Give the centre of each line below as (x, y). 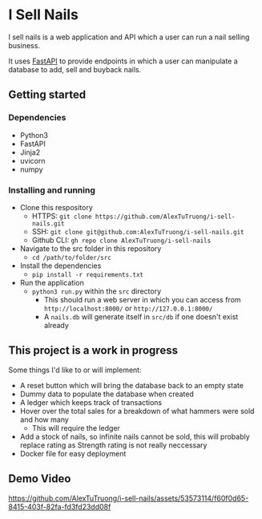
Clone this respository (56, 207)
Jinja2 (30, 152)
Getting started (47, 95)
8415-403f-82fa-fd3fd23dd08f (60, 506)
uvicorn (32, 160)
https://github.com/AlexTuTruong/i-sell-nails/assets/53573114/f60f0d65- (129, 498)
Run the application (52, 282)
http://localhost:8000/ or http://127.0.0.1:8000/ (128, 308)
